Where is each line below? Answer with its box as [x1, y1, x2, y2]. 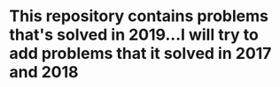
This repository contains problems [9, 6, 268, 26]
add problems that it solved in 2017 [9, 44, 272, 63]
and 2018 [9, 62, 79, 83]
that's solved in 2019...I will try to [9, 25, 259, 45]
